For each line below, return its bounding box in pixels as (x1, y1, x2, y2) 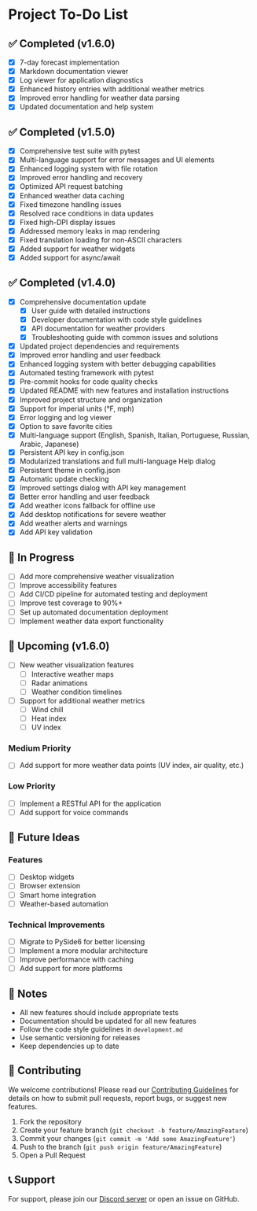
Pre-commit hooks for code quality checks (19, 377, 159, 386)
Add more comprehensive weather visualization (19, 572, 174, 582)
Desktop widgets (19, 872, 75, 882)
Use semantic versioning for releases (19, 1033, 141, 1043)
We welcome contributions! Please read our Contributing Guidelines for (8, 1084, 239, 1095)
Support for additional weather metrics (19, 696, 145, 705)
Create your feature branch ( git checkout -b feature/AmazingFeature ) (19, 1125, 249, 1135)
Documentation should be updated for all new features (19, 1017, 196, 1026)
